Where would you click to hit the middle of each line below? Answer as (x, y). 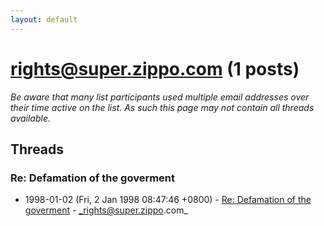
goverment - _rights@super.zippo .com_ (106, 210)
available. (31, 118)
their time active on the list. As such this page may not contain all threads (162, 107)
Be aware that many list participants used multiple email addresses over (160, 97)
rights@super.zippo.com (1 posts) (155, 68)
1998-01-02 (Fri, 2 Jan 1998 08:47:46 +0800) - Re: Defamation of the (168, 200)
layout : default (44, 19)
